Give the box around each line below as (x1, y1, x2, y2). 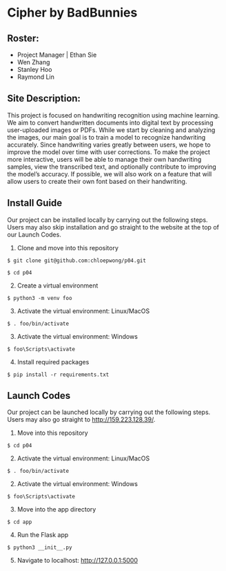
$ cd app (7, 518, 32, 526)
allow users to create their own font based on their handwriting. (7, 177, 187, 185)
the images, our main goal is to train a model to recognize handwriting (7, 133, 206, 141)
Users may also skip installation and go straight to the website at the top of (7, 223, 219, 231)
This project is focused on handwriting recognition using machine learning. (7, 111, 220, 119)
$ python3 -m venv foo (7, 294, 72, 301)
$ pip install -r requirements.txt (7, 371, 110, 378)
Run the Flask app (17, 531, 69, 539)
